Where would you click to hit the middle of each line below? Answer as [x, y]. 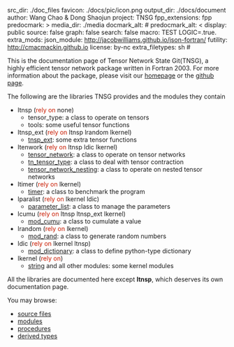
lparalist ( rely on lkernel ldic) [58, 199]
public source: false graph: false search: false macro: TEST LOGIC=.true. [112, 32]
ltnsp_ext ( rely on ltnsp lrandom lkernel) [74, 132]
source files [34, 314]
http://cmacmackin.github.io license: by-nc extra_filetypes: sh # [99, 47]
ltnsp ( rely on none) [46, 110]
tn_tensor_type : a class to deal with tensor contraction [105, 162]
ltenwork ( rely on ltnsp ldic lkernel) [67, 147]
